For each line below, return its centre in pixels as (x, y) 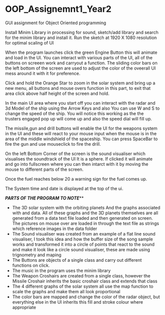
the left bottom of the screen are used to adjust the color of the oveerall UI (81, 68)
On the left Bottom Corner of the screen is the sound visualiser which (75, 154)
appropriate (24, 307)
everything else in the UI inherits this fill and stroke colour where (78, 302)
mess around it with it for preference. (43, 73)
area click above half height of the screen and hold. (57, 93)
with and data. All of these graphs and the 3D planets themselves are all (85, 213)
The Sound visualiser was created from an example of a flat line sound (84, 234)
